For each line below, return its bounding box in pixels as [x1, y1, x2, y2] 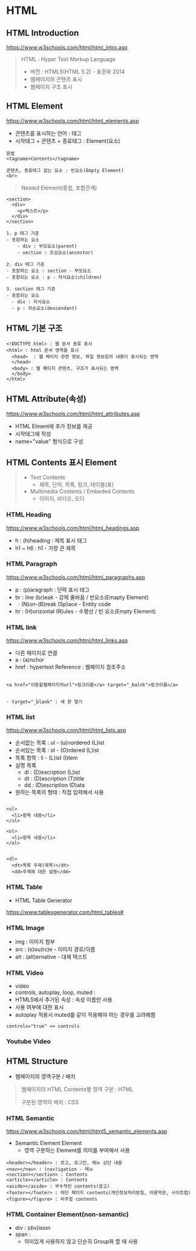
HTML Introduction [6, 28, 79, 38]
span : [15, 1230, 31, 1238]
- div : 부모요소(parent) [17, 243, 77, 249]
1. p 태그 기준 [6, 230, 39, 236]
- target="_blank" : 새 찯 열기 [6, 699, 83, 705]
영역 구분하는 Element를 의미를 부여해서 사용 [24, 1147, 130, 1154]
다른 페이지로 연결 [15, 649, 57, 657]
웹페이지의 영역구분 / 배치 [15, 1073, 76, 1080]
